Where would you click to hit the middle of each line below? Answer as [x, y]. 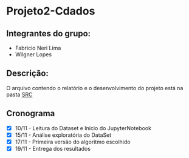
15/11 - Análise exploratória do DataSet [63, 135]
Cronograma [31, 114]
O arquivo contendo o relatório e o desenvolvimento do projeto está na [95, 88]
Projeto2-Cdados [51, 11]
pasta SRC [19, 94]
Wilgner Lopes [33, 54]
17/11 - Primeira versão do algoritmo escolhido [73, 142]
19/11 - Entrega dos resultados [53, 148]
